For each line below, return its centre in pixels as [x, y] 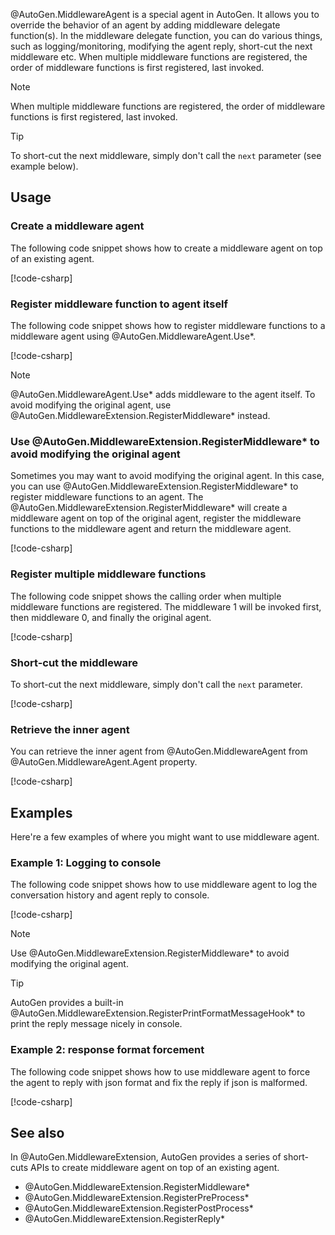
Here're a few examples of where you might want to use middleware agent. [165, 836]
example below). [44, 166]
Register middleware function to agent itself [119, 304]
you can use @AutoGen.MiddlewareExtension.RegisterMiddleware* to [154, 486]
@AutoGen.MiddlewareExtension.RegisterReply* [125, 1219]
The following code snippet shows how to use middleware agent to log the [164, 885]
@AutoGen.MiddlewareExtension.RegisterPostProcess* [139, 1208]
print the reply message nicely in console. [96, 1024]
